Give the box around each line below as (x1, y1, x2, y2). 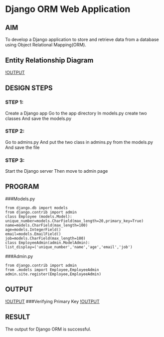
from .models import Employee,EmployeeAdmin (5, 267, 99, 272)
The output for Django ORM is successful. (5, 326, 91, 332)
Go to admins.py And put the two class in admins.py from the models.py (5, 139, 154, 145)
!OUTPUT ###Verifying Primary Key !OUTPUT (5, 298, 100, 304)
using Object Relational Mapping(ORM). (5, 42, 86, 48)
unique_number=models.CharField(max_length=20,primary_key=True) (5, 218, 144, 224)
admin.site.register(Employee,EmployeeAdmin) (5, 271, 101, 277)
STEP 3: (5, 157, 25, 164)
